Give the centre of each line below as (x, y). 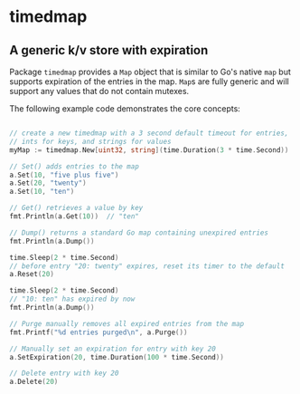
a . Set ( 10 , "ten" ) (42, 192)
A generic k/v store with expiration (109, 50)
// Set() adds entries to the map (75, 166)
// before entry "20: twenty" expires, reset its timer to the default (147, 266)
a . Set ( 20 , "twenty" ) (48, 183)
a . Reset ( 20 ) (32, 274)
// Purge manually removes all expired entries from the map (127, 323)
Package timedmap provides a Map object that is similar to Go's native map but (150, 72)
